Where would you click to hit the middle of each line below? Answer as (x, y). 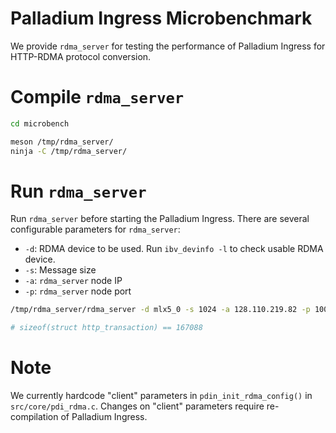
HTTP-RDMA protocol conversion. (81, 56)
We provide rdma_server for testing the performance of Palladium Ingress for (168, 46)
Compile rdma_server (97, 97)
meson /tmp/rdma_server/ (62, 142)
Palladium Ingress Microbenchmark (161, 18)
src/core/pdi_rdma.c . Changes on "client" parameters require (137, 406)
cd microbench (40, 123)
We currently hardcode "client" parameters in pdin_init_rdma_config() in (161, 396)
